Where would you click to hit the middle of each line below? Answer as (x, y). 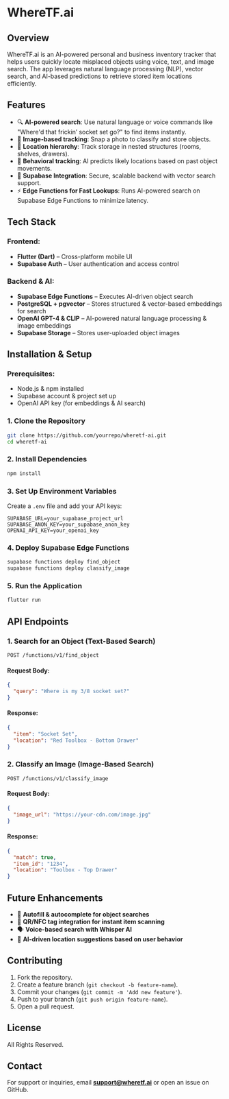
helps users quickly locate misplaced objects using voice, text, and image (111, 62)
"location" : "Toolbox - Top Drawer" (65, 870)
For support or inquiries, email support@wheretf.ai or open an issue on (108, 1083)
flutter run (24, 600)
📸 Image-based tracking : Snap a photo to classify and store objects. (114, 139)
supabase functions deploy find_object (64, 562)
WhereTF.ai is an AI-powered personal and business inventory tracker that (112, 54)
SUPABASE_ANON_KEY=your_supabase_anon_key (68, 524)
